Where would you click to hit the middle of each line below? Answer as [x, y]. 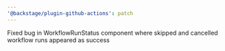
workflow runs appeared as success [58, 40]
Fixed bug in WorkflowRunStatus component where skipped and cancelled [113, 33]
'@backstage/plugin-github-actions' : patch [70, 13]
